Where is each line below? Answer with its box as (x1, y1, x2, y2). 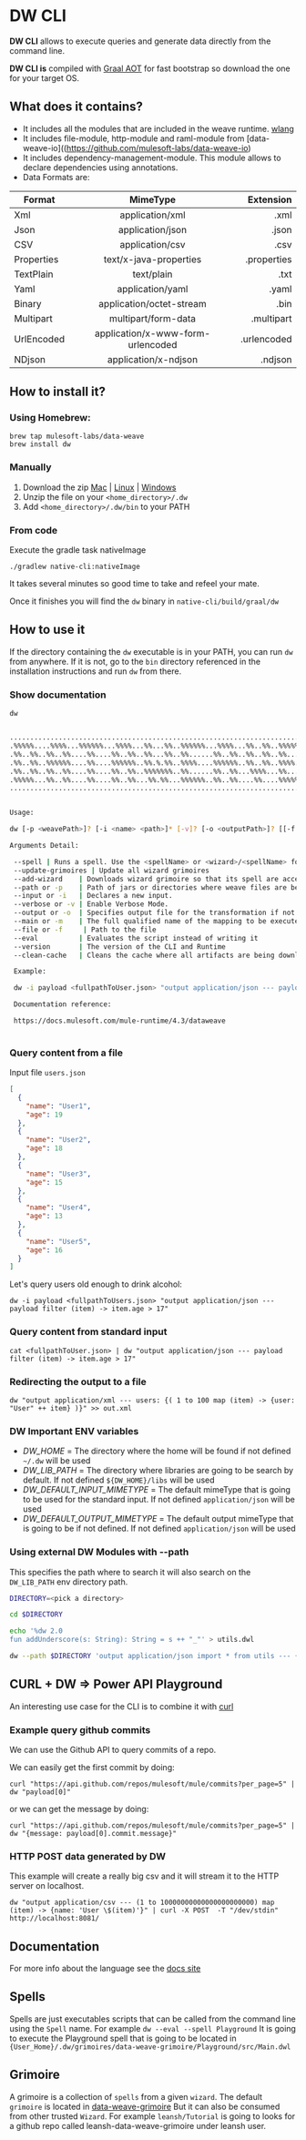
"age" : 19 (25, 1110, 64, 1119)
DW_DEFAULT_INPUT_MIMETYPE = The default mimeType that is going (22, 1484, 291, 1495)
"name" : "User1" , (25, 1101, 92, 1111)
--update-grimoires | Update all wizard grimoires (13, 866, 209, 875)
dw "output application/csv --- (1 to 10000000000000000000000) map (9, 1898, 275, 1908)
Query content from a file (9, 1046, 123, 1059)
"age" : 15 (25, 1177, 64, 1187)
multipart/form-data (108, 311, 197, 324)
